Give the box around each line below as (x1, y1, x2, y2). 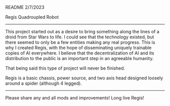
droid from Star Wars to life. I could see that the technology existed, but (5, 34, 154, 40)
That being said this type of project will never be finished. (5, 65, 125, 71)
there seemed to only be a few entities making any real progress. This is (5, 39, 155, 45)
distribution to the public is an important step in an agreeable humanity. (5, 56, 154, 61)
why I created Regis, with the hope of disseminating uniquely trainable (5, 45, 152, 50)
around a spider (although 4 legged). (5, 80, 82, 86)
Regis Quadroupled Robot (5, 14, 59, 20)
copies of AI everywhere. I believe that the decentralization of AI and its (5, 50, 154, 56)
